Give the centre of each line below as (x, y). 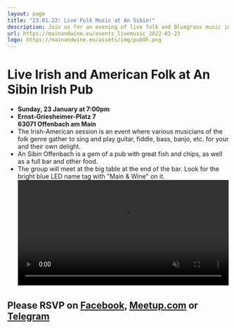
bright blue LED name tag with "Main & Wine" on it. (91, 176)
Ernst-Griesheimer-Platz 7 (57, 117)
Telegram (28, 316)
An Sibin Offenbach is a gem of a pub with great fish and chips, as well (120, 154)
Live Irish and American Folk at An (109, 75)
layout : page (26, 14)
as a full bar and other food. (58, 162)
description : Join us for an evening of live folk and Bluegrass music (114, 27)
